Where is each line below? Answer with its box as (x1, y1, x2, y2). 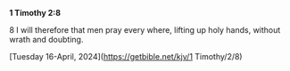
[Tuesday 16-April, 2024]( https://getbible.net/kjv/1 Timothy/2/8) (9, 51, 243, 61)
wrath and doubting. (9, 35, 84, 44)
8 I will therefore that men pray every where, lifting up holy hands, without (9, 25, 281, 35)
